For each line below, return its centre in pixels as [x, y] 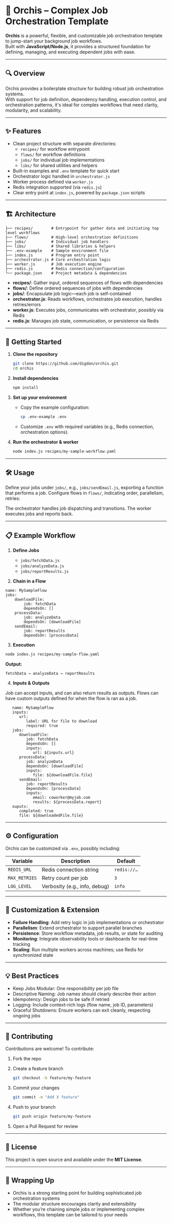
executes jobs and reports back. [39, 514]
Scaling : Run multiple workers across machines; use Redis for [78, 949]
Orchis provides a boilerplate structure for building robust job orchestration [84, 88]
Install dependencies [36, 378]
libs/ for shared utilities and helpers [59, 165]
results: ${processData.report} [67, 802]
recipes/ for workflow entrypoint [55, 149]
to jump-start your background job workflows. [54, 41]
